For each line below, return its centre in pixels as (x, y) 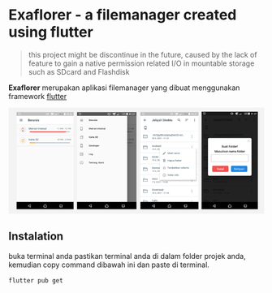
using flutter (51, 32)
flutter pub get (36, 280)
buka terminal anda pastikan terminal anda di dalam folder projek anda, (127, 256)
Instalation (36, 237)
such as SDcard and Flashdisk (79, 71)
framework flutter (38, 96)
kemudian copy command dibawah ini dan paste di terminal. (109, 265)
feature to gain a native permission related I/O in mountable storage (141, 63)
